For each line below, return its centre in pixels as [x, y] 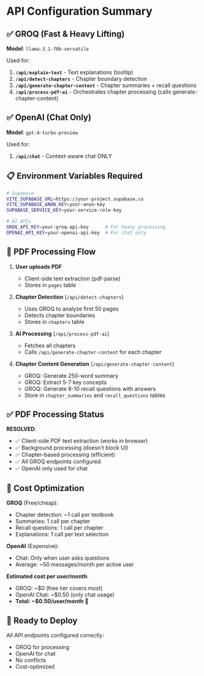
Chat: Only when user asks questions [62, 558]
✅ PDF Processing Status [55, 414]
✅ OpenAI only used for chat [51, 468]
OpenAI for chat [35, 654]
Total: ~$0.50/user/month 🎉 [52, 601]
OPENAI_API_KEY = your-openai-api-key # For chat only [77, 233]
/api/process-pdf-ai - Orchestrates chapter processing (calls [93, 92]
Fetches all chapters [50, 345]
